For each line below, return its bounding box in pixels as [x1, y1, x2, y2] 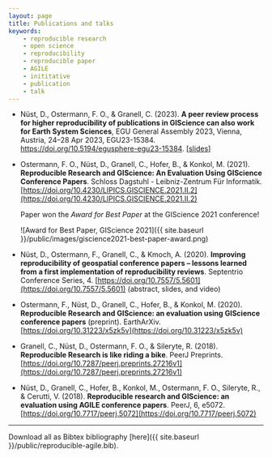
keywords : [8, 27, 42, 35]
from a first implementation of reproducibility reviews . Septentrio [19, 267, 244, 276]
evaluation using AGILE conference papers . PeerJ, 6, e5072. [19, 400, 225, 410]
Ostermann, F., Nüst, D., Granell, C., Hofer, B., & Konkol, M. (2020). [19, 300, 243, 310]
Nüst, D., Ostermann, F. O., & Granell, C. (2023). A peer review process [19, 109, 259, 119]
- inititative [23, 72, 70, 80]
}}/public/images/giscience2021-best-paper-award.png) [19, 234, 209, 244]
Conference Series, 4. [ [19, 276, 99, 285]
